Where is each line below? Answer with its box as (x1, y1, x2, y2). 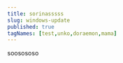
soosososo (7, 49, 39, 57)
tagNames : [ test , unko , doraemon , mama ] (7, 29, 117, 37)
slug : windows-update (7, 17, 71, 24)
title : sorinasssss (7, 10, 64, 17)
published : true (7, 23, 55, 30)
